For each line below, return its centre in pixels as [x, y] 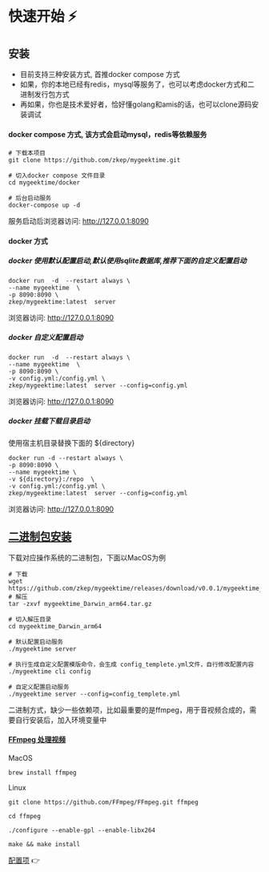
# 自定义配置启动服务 [39, 687]
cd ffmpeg [25, 816]
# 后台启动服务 [30, 198]
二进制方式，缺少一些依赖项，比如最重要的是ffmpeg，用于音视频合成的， [129, 709]
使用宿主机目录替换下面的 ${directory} [72, 442]
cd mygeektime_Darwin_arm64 [55, 626]
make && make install [44, 844]
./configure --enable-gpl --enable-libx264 [82, 830]
